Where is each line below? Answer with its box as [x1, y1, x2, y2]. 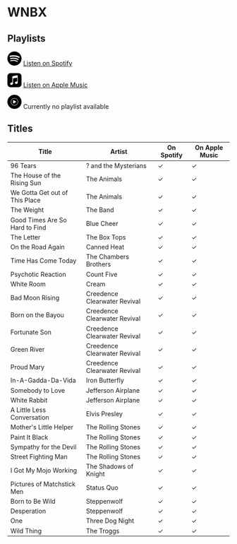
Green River [10, 345, 45, 354]
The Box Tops [85, 232, 126, 241]
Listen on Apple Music [23, 81, 88, 89]
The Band [85, 206, 114, 214]
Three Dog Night [85, 516, 135, 525]
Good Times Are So [10, 215, 67, 224]
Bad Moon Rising [10, 293, 60, 302]
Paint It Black [10, 432, 49, 442]
